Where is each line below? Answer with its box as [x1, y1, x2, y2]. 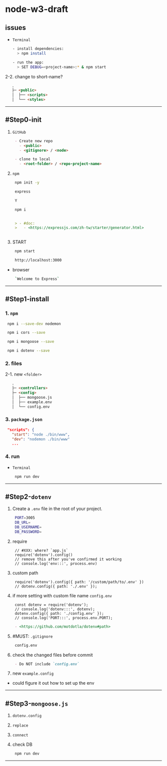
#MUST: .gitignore [12, 633, 53, 639]
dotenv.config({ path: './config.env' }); [14, 611, 104, 616]
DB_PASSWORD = [14, 529, 42, 534]
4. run [5, 453, 20, 460]
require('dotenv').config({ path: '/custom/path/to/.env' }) [14, 579, 144, 584]
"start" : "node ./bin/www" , [11, 432, 70, 437]
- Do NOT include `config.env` [14, 661, 80, 667]
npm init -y [14, 180, 40, 185]
